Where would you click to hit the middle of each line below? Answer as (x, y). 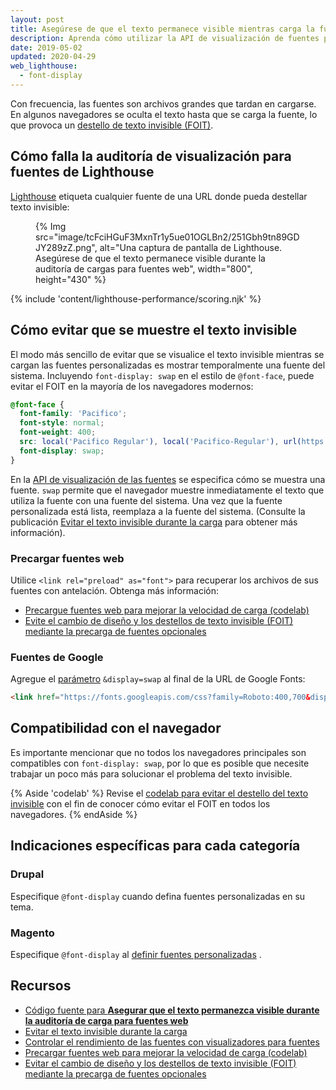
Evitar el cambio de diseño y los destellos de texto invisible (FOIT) (160, 1063)
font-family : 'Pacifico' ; (73, 414)
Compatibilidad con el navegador (116, 728)
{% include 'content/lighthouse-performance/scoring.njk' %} (136, 298)
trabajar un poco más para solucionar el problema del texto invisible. (151, 773)
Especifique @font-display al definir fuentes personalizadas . (136, 954)
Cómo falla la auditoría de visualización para (151, 156)
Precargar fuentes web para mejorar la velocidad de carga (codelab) (166, 1052)
